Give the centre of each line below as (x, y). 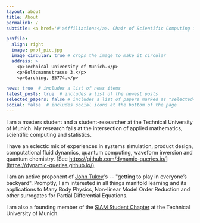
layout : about (24, 12)
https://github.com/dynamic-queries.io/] (119, 159)
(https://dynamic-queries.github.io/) (50, 165)
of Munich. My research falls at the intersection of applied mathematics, (94, 128)
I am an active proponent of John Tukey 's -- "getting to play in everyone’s (97, 177)
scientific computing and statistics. (49, 134)
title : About (22, 17)
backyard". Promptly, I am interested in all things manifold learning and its (96, 183)
